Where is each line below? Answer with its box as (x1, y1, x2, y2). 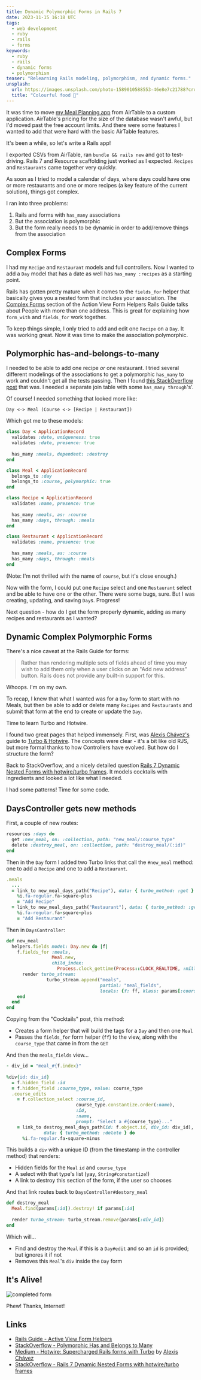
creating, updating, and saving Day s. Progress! (6, 596, 120, 603)
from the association (14, 230, 66, 237)
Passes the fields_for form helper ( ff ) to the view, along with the (14, 1033, 178, 1041)
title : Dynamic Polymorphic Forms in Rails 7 (6, 8, 121, 15)
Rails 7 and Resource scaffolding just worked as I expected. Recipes (26, 157, 193, 165)
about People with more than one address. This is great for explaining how (6, 307, 190, 314)
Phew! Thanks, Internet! (6, 1302, 65, 1309)
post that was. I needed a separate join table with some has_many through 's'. (6, 384, 194, 391)
